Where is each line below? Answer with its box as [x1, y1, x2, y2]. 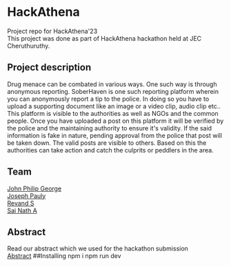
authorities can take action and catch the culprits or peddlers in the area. [7, 146, 214, 154]
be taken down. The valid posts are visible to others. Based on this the [7, 139, 207, 147]
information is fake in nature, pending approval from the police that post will [7, 131, 223, 139]
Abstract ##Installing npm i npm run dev [7, 252, 121, 260]
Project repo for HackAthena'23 [7, 27, 98, 35]
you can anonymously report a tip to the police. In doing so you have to [7, 95, 210, 103]
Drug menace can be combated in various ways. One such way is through [7, 80, 217, 88]
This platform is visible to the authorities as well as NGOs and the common [7, 109, 219, 117]
